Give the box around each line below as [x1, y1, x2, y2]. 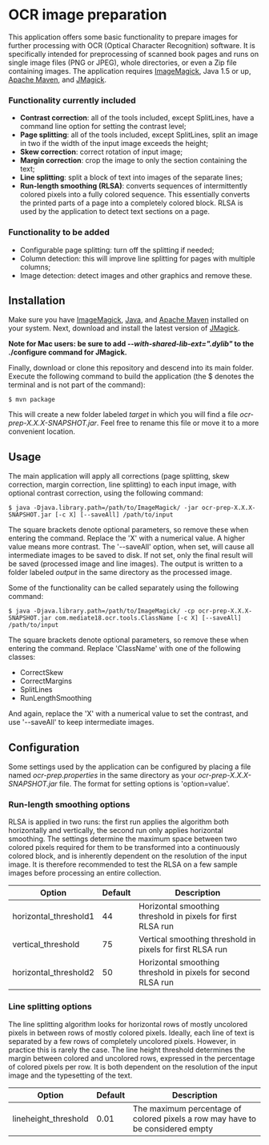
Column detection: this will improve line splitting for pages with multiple [19, 253, 255, 263]
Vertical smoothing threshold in [139, 934, 256, 945]
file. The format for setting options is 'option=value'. [58, 779, 230, 788]
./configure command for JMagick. [8, 347, 127, 358]
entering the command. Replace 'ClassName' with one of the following [8, 644, 241, 653]
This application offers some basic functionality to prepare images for [8, 32, 239, 42]
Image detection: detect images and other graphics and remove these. [19, 270, 252, 280]
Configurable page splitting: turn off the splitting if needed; [19, 245, 215, 254]
